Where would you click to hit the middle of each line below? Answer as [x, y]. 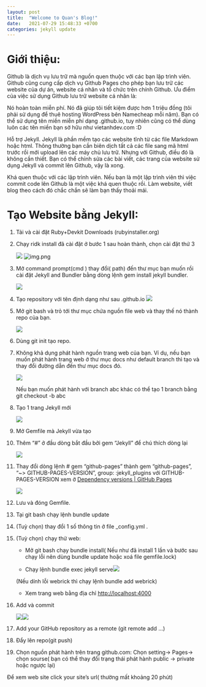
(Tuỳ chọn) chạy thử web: [48, 539]
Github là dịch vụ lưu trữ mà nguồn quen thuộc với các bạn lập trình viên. [99, 77]
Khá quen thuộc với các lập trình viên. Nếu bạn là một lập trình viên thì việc [102, 177]
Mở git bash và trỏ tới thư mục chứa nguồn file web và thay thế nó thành [107, 311]
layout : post [24, 12]
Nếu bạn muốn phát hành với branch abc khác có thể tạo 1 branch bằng [106, 390]
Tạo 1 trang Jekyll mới [43, 408]
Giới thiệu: [34, 59]
